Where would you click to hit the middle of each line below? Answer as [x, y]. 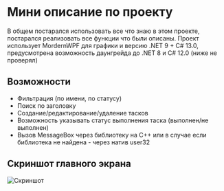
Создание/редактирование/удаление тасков [83, 113]
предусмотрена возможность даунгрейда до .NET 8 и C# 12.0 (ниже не [112, 53]
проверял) [22, 60]
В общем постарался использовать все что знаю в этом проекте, [104, 31]
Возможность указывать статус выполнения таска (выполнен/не [113, 120]
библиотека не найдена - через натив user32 [83, 142]
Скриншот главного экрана [69, 164]
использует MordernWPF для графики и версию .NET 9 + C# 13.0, [103, 45]
